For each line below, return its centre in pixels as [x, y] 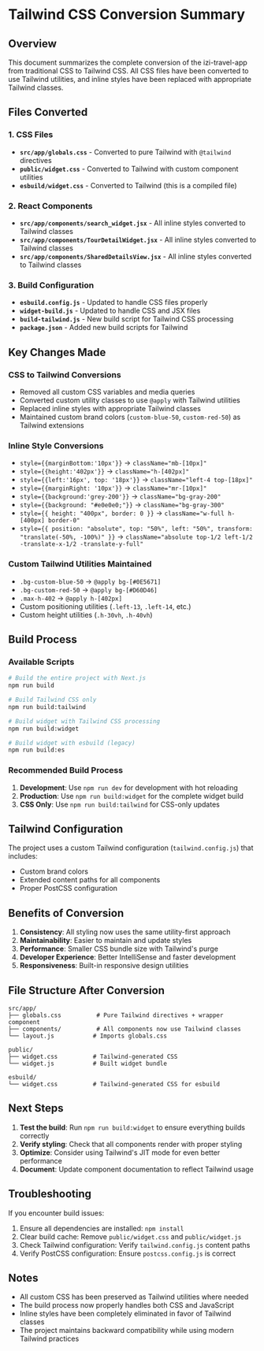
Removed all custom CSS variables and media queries [107, 392]
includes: [23, 856]
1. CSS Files [31, 135]
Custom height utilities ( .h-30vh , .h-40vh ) [86, 614]
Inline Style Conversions [56, 445]
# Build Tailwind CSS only [52, 700]
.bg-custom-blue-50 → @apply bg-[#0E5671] [90, 581]
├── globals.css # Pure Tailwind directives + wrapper [116, 1015]
